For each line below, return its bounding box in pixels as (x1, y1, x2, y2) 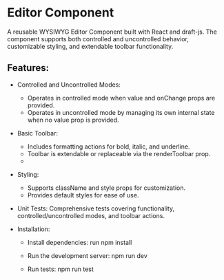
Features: (7, 62, 50, 74)
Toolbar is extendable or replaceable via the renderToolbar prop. (27, 149, 211, 158)
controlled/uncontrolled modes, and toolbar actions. (17, 211, 165, 219)
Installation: (17, 225, 50, 233)
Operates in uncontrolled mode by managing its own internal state (27, 108, 215, 116)
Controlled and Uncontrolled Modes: (17, 80, 121, 89)
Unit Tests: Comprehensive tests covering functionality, (17, 204, 174, 213)
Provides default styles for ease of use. (27, 191, 139, 199)
